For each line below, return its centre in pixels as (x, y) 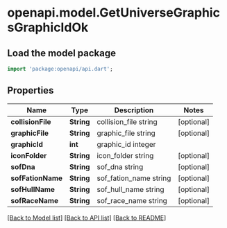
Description (134, 110)
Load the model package (62, 53)
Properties (31, 90)
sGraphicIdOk (48, 27)
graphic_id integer (126, 144)
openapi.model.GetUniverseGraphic (114, 13)
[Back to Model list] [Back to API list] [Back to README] (87, 218)
